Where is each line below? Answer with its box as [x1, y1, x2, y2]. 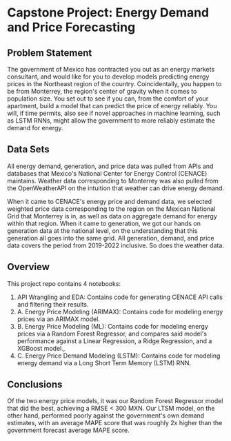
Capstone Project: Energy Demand [7, 5, 210, 21]
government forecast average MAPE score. [7, 426, 130, 435]
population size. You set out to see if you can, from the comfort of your [7, 94, 209, 103]
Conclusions [7, 379, 63, 391]
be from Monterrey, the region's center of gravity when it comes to [7, 88, 197, 95]
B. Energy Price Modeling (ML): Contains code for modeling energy [17, 322, 209, 330]
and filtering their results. [17, 300, 89, 308]
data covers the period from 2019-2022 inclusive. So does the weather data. [7, 241, 224, 249]
